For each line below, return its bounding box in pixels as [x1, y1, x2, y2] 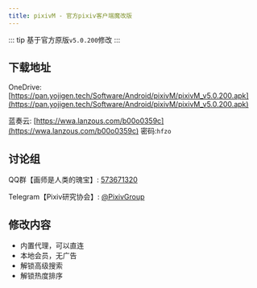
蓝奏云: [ [8, 116, 37, 125]
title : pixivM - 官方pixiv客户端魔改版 [8, 11, 133, 20]
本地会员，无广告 [19, 251, 77, 261]
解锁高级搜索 [19, 261, 63, 270]
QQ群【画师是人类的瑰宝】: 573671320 [8, 175, 139, 185]
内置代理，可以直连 [19, 241, 85, 250]
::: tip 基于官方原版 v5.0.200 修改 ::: [8, 35, 121, 44]
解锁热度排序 [19, 271, 63, 281]
